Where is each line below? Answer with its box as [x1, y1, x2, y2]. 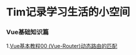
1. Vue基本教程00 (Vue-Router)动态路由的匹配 [6, 43, 118, 50]
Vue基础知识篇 [6, 28, 49, 36]
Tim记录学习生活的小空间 [6, 5, 130, 19]
